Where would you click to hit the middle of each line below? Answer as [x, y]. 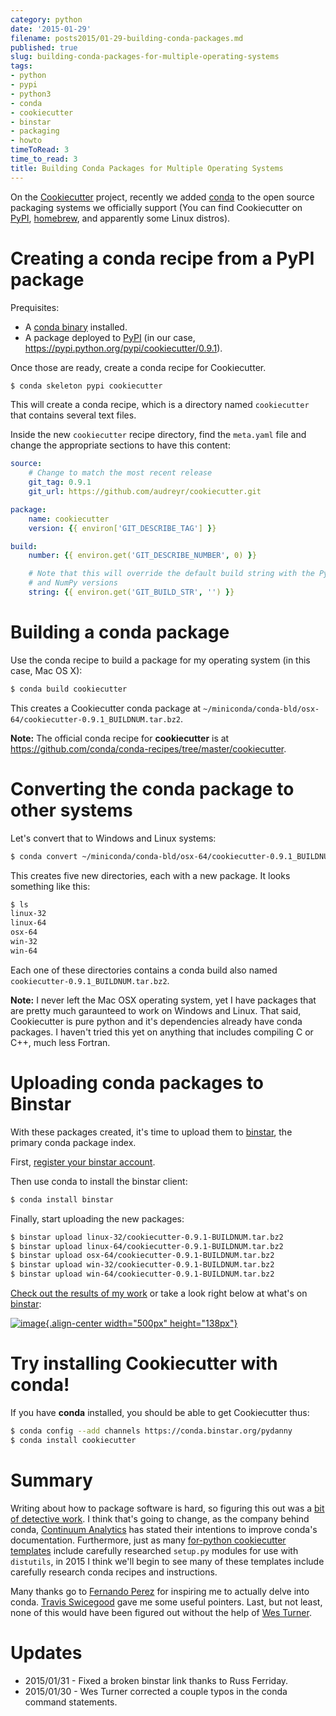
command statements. [71, 1702]
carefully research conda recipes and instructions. [114, 1572]
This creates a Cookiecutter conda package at [106, 708]
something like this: [50, 886]
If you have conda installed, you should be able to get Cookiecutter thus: [160, 1412]
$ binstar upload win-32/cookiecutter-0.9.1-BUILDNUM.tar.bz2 [142, 1265]
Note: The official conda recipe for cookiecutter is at [120, 738]
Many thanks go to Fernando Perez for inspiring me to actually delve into [160, 1591]
